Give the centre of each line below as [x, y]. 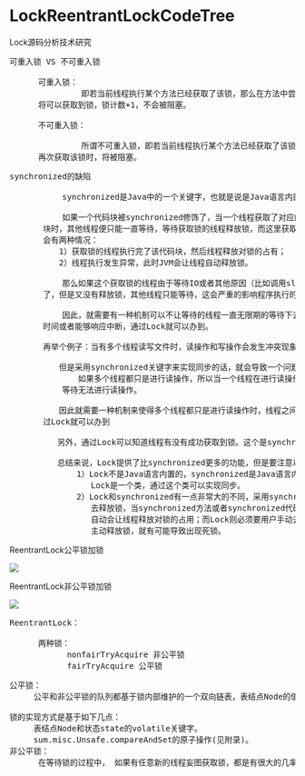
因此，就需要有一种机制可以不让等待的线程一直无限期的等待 [173, 315]
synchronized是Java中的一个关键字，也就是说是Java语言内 [177, 197]
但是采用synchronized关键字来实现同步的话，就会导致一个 [171, 367]
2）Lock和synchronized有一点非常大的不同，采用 [173, 497]
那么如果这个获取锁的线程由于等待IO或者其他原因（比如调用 [174, 283]
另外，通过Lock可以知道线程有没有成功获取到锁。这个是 [162, 442]
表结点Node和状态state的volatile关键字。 [118, 728]
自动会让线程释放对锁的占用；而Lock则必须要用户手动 [192, 519]
